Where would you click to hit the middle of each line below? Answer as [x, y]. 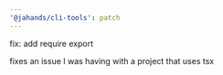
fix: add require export [52, 43]
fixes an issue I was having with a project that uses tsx [112, 61]
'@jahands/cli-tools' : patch [65, 18]
